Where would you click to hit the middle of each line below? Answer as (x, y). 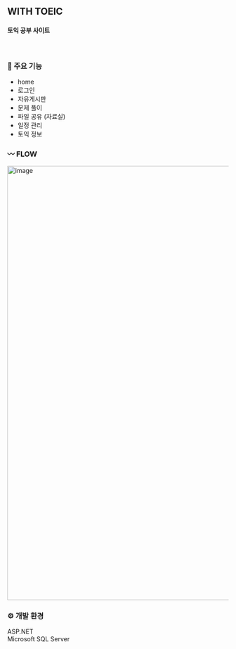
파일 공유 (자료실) (41, 116)
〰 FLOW (22, 154)
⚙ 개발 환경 (26, 616)
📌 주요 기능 (25, 66)
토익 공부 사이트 (29, 30)
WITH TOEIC (35, 12)
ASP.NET (20, 631)
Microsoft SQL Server (39, 639)
